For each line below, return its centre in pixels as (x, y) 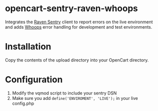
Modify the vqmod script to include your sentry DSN (64, 93)
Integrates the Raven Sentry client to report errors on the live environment (79, 22)
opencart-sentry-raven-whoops (71, 8)
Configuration (34, 80)
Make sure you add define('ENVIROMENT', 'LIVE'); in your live (75, 98)
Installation (28, 47)
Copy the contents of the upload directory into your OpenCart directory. (77, 60)
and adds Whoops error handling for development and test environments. (79, 27)
